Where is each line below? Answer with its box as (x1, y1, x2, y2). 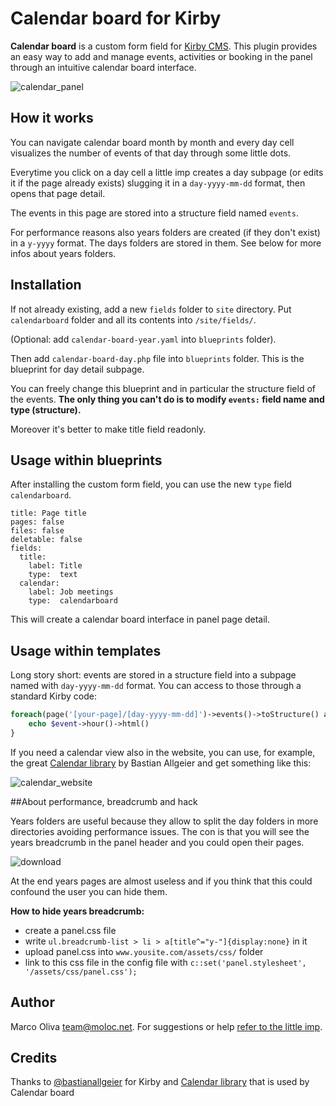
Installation (10, 277, 82, 294)
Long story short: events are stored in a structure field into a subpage (10, 669, 297, 681)
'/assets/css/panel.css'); (24, 967, 138, 977)
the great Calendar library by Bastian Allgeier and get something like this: (10, 757, 312, 769)
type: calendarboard (28, 596, 118, 606)
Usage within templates (10, 642, 162, 659)
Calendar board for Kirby (10, 7, 222, 30)
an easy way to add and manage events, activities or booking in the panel (10, 50, 313, 62)
